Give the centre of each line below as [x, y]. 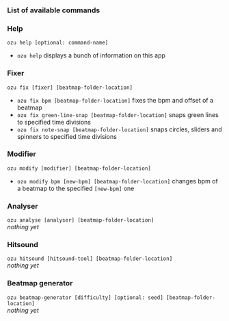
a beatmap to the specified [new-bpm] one [76, 188]
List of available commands [54, 10]
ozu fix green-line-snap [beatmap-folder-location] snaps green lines [118, 114]
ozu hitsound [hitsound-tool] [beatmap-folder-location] [90, 259]
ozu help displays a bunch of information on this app [91, 55]
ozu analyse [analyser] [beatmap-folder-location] [81, 220]
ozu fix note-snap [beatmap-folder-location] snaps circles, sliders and [119, 129]
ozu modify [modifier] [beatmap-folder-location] [79, 168]
